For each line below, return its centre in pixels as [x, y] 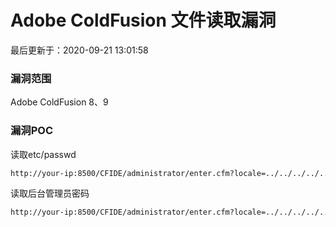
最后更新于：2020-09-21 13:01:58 [79, 50]
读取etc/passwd [43, 154]
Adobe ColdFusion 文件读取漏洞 [143, 20]
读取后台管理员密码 [50, 193]
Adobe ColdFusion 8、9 [59, 102]
